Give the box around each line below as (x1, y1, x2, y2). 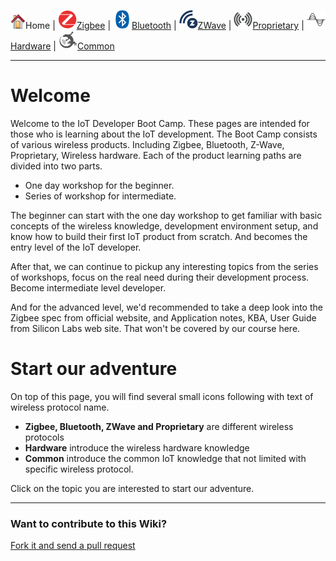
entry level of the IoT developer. (10, 241, 142, 253)
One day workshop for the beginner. (24, 179, 175, 191)
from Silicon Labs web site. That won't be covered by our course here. (10, 322, 301, 334)
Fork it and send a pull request (10, 540, 136, 552)
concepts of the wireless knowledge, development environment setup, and (10, 220, 319, 232)
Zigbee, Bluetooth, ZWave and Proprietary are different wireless (24, 420, 294, 432)
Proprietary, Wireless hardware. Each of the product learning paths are (10, 149, 302, 161)
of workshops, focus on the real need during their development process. (10, 271, 310, 283)
